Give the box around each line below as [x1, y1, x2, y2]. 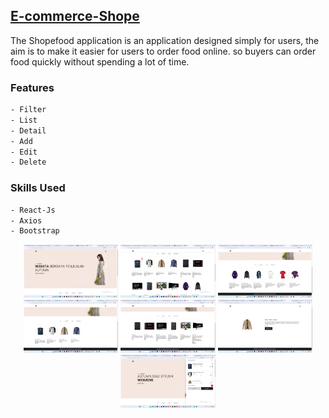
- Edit [10, 147, 38, 157]
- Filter [10, 105, 47, 115]
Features [10, 80, 55, 94]
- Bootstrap [10, 226, 60, 236]
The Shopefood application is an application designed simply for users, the [10, 34, 320, 46]
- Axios [10, 215, 43, 226]
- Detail [10, 125, 47, 136]
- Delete [10, 157, 47, 168]
